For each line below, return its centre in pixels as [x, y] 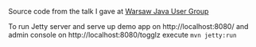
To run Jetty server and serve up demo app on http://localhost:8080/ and [128, 26]
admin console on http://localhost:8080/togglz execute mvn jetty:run [122, 35]
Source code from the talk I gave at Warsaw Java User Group [109, 11]
